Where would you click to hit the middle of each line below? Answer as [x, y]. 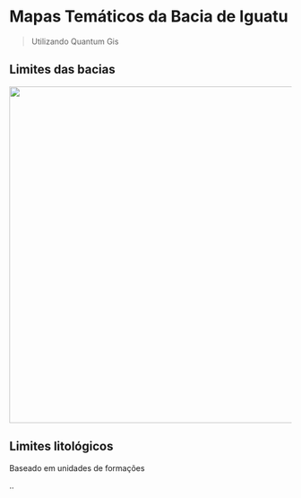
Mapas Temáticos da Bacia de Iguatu [149, 17]
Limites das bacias [62, 70]
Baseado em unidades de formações [77, 467]
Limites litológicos [61, 446]
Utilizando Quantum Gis [75, 41]
